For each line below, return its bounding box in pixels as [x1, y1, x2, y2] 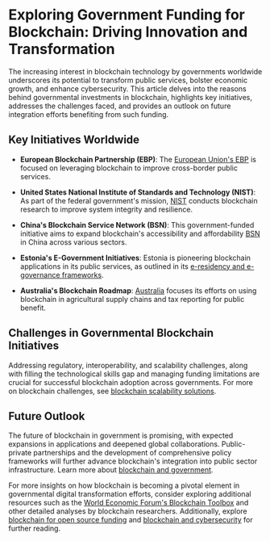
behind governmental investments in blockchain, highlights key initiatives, [8, 92, 252, 102]
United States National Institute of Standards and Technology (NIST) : [19, 187, 256, 197]
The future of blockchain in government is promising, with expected [8, 430, 234, 441]
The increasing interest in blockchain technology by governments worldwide [8, 66, 263, 76]
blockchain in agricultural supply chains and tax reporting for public [19, 294, 245, 304]
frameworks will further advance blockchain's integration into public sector [8, 456, 258, 466]
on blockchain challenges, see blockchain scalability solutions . [8, 386, 217, 396]
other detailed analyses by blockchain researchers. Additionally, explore [8, 506, 247, 516]
